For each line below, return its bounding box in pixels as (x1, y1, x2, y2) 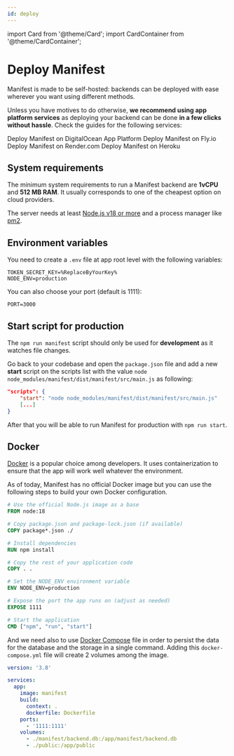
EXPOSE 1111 (7, 604, 42, 611)
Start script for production (7, 320, 125, 332)
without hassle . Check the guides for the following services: (7, 121, 182, 129)
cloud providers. (7, 196, 55, 204)
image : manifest (20, 690, 68, 697)
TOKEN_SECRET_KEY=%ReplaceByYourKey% (7, 269, 118, 276)
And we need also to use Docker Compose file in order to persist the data (7, 635, 219, 644)
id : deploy (7, 10, 39, 18)
